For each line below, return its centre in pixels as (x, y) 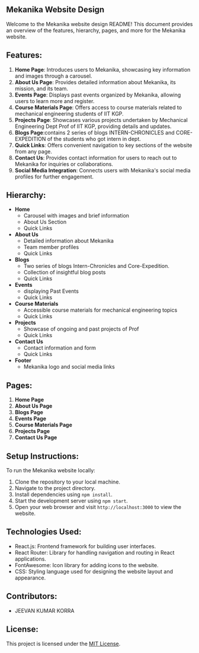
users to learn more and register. (54, 101)
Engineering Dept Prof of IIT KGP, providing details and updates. (93, 126)
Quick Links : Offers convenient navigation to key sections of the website (103, 145)
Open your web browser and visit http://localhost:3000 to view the (98, 507)
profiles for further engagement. (54, 177)
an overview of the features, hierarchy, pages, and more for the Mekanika (96, 30)
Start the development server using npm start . (71, 501)
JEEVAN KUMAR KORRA (44, 610)
